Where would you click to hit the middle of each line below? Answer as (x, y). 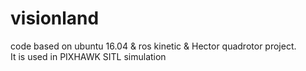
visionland (55, 18)
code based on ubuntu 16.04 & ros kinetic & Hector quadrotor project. (153, 46)
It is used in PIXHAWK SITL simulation (88, 56)
